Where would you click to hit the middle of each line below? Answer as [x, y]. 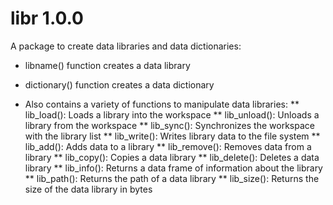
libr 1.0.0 [47, 18]
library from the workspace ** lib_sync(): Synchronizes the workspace [169, 125]
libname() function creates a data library [107, 65]
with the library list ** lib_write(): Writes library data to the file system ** [172, 136]
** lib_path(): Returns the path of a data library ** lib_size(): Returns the [172, 178]
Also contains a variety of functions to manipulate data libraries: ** [162, 104]
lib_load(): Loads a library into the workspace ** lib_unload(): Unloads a [172, 114]
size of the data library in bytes [88, 189]
